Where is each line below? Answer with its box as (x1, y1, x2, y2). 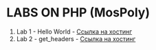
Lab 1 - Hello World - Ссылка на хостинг (16, 27, 133, 36)
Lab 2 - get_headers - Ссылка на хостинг (16, 34, 136, 42)
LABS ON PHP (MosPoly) (6, 5, 151, 21)
